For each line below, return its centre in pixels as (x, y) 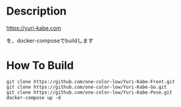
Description (36, 11)
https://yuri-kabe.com (34, 28)
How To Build (40, 66)
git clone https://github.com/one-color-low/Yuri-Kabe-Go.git (87, 87)
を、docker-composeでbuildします (50, 40)
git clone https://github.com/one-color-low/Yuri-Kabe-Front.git (90, 81)
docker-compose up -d (34, 98)
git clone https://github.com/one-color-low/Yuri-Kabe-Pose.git (89, 92)
